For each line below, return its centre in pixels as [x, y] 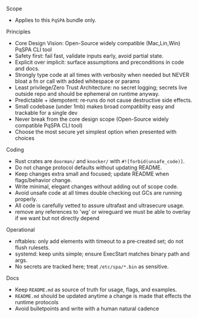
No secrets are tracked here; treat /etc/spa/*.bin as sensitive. [92, 266]
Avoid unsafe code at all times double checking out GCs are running [98, 193]
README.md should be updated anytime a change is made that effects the [103, 296]
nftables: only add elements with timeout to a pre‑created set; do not [99, 241]
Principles [18, 32]
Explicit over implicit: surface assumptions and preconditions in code [99, 62]
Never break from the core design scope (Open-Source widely [92, 119]
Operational [21, 230]
